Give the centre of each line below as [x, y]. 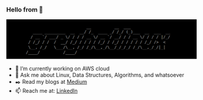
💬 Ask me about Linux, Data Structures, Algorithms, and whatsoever [99, 75]
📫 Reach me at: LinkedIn [46, 91]
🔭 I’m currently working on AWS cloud [62, 69]
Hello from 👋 [25, 10]
